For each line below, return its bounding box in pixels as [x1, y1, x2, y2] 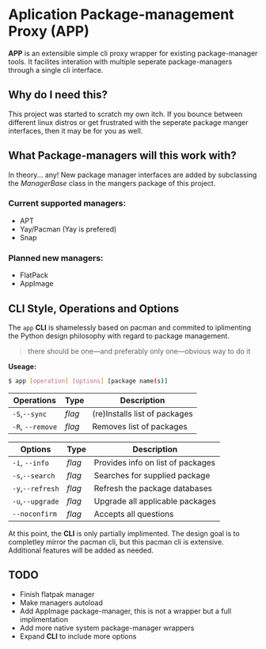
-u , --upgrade [12, 496, 59, 507]
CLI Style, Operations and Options [8, 302, 180, 315]
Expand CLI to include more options [19, 631, 137, 641]
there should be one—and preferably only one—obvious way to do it [27, 346, 251, 356]
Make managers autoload [19, 598, 103, 607]
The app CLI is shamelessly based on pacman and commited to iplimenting [8, 323, 252, 332]
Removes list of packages [92, 421, 188, 432]
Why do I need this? [8, 89, 108, 102]
